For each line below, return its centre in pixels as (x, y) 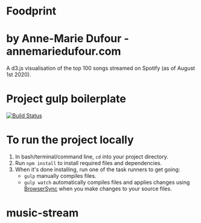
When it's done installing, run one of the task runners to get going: (97, 169)
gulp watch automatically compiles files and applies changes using (107, 182)
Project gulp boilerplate (66, 99)
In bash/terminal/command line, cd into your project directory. (92, 157)
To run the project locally (70, 140)
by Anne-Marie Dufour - (68, 39)
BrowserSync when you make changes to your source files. (98, 189)
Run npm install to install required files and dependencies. (88, 163)
